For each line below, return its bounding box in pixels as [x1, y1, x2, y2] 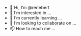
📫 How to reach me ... [9, 26, 55, 31]
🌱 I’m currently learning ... [9, 15, 62, 20]
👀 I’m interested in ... [9, 10, 52, 16]
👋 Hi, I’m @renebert [9, 5, 50, 10]
